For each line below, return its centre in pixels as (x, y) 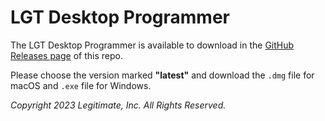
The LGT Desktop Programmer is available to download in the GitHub (152, 45)
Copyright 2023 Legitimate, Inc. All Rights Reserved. (118, 105)
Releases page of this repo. (66, 55)
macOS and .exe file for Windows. (81, 85)
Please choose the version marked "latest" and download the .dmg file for (162, 75)
